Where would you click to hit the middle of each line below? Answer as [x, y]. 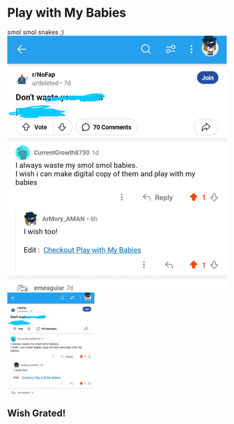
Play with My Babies [67, 13]
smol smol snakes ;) [36, 32]
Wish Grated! [37, 413]
